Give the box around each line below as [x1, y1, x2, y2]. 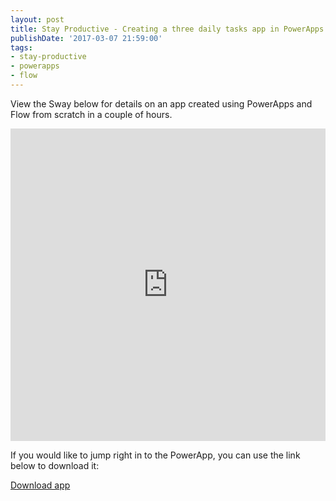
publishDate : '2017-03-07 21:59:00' [10, 33, 163, 43]
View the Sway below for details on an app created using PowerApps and [10, 97, 313, 110]
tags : [10, 42, 33, 53]
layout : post [10, 14, 65, 25]
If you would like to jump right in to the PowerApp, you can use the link [10, 449, 301, 461]
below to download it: [10, 459, 100, 471]
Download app [10, 479, 71, 491]
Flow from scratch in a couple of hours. [10, 108, 173, 120]
